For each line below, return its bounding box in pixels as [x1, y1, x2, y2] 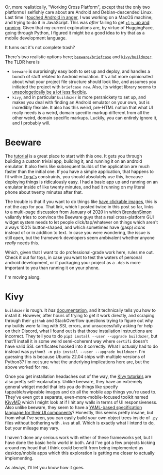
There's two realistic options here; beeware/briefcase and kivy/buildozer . [5, 54, 153, 60]
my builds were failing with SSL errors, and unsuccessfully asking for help [5, 322, 153, 328]
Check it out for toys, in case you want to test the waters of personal [5, 254, 142, 260]
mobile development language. [5, 35, 67, 41]
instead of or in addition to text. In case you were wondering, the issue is [5, 229, 150, 235]
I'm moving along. [5, 274, 41, 280]
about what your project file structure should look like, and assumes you [12, 79, 157, 85]
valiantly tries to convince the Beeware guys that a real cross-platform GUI [5, 214, 154, 220]
